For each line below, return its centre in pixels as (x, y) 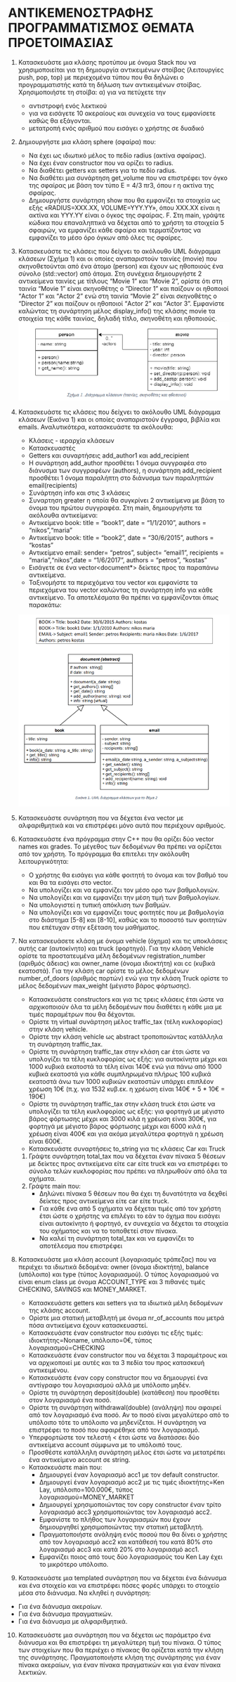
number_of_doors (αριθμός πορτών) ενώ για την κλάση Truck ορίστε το (123, 978)
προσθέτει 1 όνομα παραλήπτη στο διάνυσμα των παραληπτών (121, 478)
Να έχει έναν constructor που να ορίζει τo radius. (101, 162)
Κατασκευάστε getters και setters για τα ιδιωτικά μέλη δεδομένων (126, 1302)
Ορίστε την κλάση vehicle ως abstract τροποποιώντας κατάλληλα (126, 1036)
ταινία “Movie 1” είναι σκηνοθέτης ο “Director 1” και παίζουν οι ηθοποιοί (123, 288)
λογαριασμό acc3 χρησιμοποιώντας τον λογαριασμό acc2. (125, 1512)
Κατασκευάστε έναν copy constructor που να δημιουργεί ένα (118, 1377)
